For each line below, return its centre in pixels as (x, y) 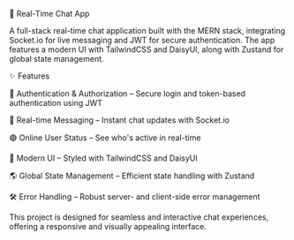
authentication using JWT (56, 103)
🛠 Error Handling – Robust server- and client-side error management (135, 197)
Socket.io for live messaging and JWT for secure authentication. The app (142, 40)
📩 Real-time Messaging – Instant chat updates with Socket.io (119, 120)
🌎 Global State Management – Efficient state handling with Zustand (132, 176)
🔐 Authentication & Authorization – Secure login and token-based (127, 94)
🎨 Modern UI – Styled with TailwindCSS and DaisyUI (104, 158)
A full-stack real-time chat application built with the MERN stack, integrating (147, 30)
